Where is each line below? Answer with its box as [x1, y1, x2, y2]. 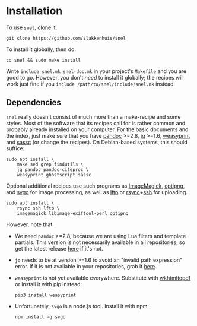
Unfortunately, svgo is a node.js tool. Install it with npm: [14, 302, 150, 309]
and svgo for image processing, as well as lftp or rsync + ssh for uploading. [6, 188, 188, 195]
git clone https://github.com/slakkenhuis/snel [6, 35, 126, 41]
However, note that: [6, 221, 55, 228]
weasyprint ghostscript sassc [17, 172, 92, 178]
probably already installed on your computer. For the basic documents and [6, 126, 189, 133]
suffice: [6, 144, 25, 152]
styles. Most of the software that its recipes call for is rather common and [6, 119, 186, 126]
